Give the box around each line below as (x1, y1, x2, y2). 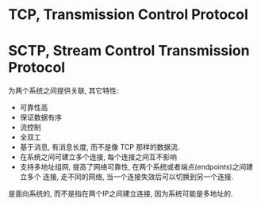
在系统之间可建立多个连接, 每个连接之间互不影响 (19, 152, 177, 162)
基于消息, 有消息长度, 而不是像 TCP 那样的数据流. (19, 143, 180, 152)
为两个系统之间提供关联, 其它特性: (8, 86, 119, 96)
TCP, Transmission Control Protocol (8, 6, 248, 24)
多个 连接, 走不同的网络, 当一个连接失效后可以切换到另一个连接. (26, 172, 234, 181)
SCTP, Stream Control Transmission (8, 42, 250, 60)
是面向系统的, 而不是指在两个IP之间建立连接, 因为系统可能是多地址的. (8, 189, 233, 199)
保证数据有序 (19, 113, 62, 122)
